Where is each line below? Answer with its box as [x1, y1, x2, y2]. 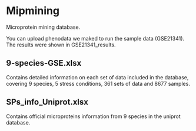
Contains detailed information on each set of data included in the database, [6, 73, 189, 80]
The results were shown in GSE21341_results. [6, 41, 116, 48]
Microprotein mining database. [6, 23, 81, 31]
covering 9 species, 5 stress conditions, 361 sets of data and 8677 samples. [6, 80, 190, 87]
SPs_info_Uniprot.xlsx [6, 97, 88, 107]
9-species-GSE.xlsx [6, 58, 82, 68]
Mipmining [6, 4, 60, 18]
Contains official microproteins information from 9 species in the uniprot [6, 113, 181, 120]
